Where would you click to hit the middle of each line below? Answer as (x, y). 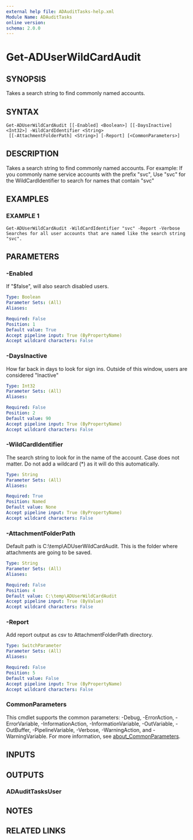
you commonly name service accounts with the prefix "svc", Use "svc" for (96, 174)
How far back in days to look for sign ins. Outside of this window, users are (97, 369)
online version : (26, 22)
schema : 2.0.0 (24, 28)
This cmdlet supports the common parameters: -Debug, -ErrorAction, (90, 717)
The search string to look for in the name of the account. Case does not (93, 457)
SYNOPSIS (26, 79)
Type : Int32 (21, 386)
